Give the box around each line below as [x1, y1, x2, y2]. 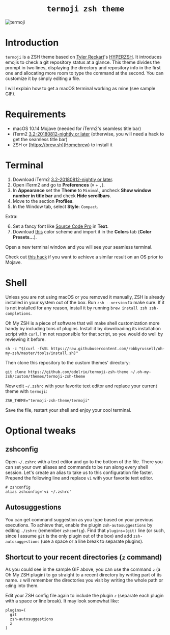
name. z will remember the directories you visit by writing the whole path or [5, 577, 163, 584]
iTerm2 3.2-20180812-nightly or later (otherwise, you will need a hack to [12, 130, 164, 137]
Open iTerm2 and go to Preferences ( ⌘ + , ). [12, 181, 105, 188]
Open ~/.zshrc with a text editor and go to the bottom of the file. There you [5, 458, 163, 465]
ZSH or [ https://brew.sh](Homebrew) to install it [12, 142, 113, 148]
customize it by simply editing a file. [5, 75, 80, 82]
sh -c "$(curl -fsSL [5, 346, 49, 351]
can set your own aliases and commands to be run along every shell [5, 464, 148, 470]
